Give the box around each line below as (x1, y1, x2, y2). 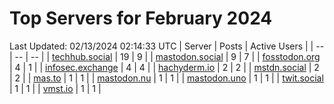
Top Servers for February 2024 (9, 7, 273, 30)
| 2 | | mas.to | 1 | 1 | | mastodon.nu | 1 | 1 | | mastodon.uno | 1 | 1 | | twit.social (9, 72, 324, 84)
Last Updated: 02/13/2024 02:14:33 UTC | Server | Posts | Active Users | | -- (9, 40, 325, 52)
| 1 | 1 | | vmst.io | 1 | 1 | (9, 82, 102, 94)
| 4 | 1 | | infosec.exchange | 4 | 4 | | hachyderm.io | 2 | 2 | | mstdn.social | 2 (9, 61, 320, 73)
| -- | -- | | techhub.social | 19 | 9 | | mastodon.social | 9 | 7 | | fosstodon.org (9, 50, 321, 62)
